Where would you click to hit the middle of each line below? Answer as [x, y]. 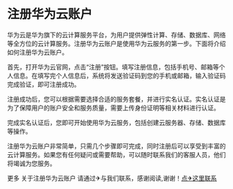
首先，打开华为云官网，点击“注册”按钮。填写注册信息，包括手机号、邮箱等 [113, 67]
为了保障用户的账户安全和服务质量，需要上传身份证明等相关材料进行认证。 [113, 108]
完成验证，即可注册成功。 [44, 84]
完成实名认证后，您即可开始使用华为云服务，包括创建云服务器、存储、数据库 [116, 122]
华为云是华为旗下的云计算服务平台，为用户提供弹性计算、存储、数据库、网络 [116, 35]
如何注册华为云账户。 [37, 52]
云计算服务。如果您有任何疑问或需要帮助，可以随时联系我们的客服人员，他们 [116, 154]
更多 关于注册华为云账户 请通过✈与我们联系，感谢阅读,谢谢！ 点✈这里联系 [112, 178]
